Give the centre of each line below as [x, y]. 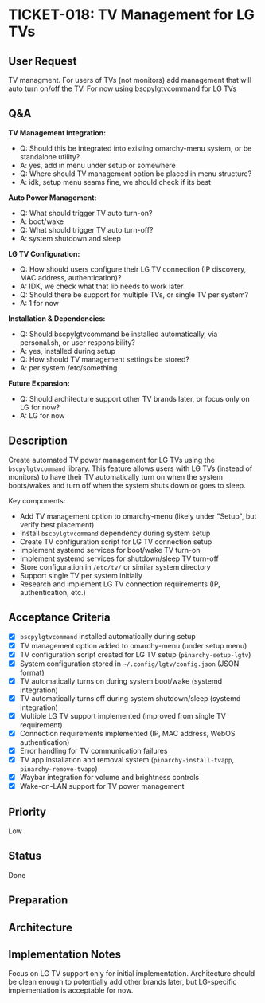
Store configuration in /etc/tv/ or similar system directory [115, 566]
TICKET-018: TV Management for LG [131, 15]
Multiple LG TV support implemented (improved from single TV [123, 715]
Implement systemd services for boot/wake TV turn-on [110, 550]
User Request [43, 61]
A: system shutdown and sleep [70, 238]
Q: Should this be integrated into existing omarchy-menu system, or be [136, 148]
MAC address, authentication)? [70, 277]
